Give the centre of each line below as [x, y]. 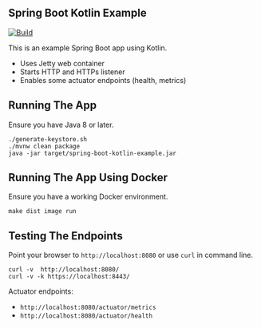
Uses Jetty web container [62, 63]
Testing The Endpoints [66, 236]
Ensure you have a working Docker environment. [88, 197]
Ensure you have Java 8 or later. [61, 124]
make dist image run [43, 211]
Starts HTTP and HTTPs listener [72, 72]
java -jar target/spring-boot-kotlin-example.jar [93, 153]
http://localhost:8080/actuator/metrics [88, 308]
